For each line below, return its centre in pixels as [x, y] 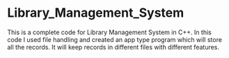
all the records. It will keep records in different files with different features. [113, 47]
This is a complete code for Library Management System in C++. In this [110, 32]
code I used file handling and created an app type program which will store [115, 39]
